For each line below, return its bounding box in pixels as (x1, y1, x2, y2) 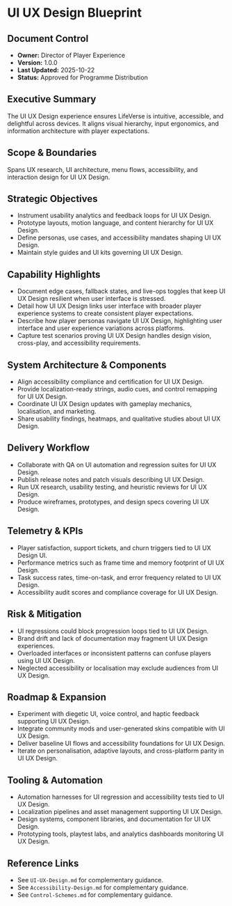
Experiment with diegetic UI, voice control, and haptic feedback (17, 710, 199, 718)
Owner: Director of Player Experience (17, 51, 126, 59)
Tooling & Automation (7, 774, 103, 786)
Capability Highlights (7, 268, 101, 280)
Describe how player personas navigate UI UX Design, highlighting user (17, 317, 222, 325)
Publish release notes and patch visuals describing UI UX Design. (17, 475, 205, 483)
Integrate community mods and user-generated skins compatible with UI (17, 724, 225, 733)
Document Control (7, 33, 89, 45)
